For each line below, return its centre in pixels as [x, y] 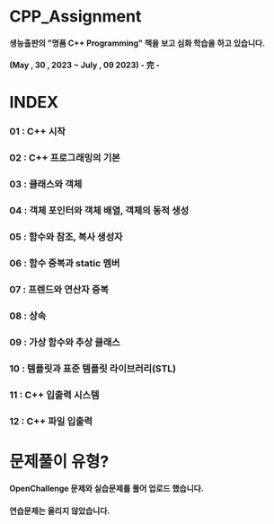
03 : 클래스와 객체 [46, 184]
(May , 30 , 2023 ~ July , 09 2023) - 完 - [84, 65]
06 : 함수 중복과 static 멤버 [65, 264]
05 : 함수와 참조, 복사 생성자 [66, 237]
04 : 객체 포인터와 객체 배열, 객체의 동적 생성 [99, 211]
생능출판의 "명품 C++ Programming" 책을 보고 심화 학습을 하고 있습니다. [137, 43]
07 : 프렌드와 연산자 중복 [59, 290]
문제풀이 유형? [59, 462]
